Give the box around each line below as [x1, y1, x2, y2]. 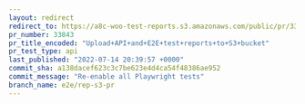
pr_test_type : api [8, 47, 78, 56]
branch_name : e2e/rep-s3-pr [8, 80, 116, 90]
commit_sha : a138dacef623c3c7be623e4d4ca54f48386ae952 [8, 64, 221, 73]
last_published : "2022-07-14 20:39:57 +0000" [8, 55, 184, 64]
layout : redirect [8, 13, 75, 23]
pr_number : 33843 [8, 30, 75, 39]
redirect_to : [8, 22, 58, 31]
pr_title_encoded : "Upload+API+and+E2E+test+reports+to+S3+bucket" [8, 38, 270, 48]
